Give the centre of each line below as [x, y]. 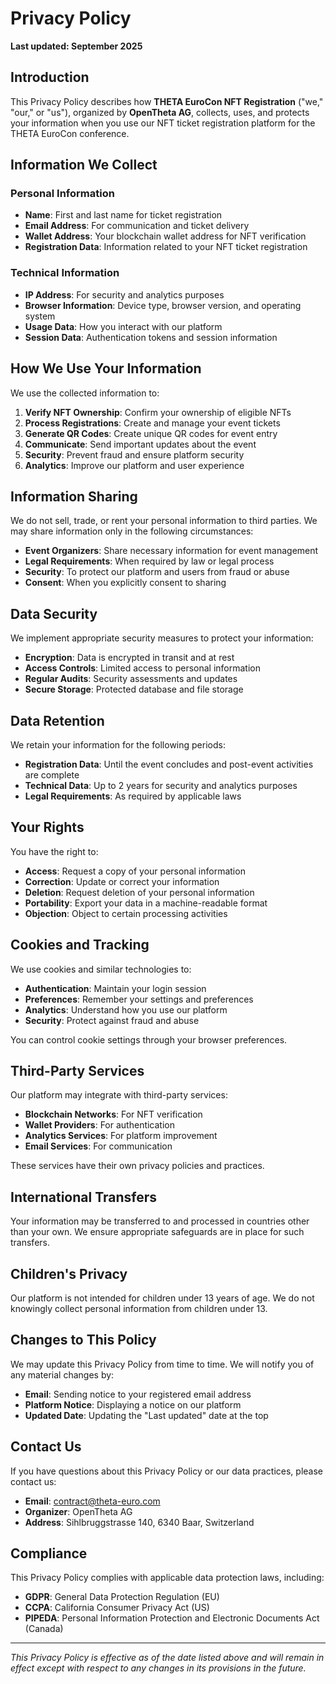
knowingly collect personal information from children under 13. [139, 1309]
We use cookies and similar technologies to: [101, 969]
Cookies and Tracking [80, 945]
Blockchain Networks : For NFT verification [113, 1114]
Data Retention [57, 720]
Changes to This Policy [83, 1340]
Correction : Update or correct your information [122, 881]
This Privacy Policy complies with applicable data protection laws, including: [167, 1578]
